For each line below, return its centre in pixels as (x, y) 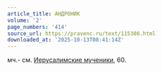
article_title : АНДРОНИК (44, 14)
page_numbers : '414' (38, 27)
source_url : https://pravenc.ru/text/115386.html (82, 33)
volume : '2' (25, 20)
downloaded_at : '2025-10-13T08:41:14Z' (66, 40)
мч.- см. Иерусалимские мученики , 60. (67, 60)
